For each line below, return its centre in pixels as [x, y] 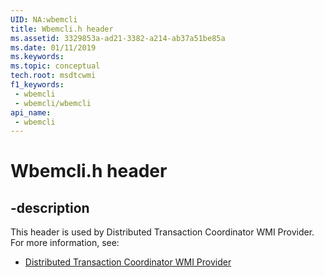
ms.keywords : [37, 57]
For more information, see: [65, 243]
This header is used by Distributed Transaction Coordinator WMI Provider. [162, 232]
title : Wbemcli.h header [62, 29]
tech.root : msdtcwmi [53, 76]
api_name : [31, 112]
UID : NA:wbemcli [44, 19]
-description [50, 207]
